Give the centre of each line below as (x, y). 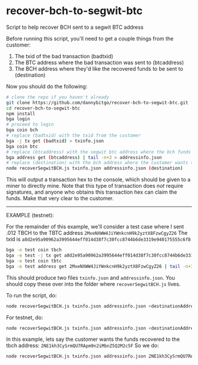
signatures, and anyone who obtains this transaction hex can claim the (92, 192)
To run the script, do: (32, 295)
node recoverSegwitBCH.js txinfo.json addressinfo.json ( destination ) (95, 168)
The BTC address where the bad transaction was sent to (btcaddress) (99, 62)
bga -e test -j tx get (34, 255)
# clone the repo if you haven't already (58, 97)
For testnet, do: (24, 317)
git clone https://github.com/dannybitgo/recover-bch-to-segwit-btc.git (97, 102)
